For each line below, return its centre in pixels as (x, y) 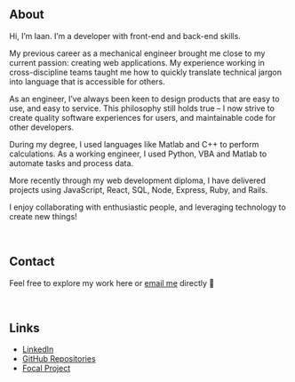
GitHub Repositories (59, 359)
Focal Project (46, 369)
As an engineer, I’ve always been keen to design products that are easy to (144, 99)
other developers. (42, 127)
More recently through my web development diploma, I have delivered (138, 180)
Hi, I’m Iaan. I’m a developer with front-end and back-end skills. (125, 36)
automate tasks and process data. (72, 163)
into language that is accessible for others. (88, 81)
